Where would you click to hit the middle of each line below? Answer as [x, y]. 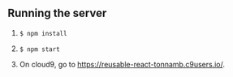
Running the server [57, 13]
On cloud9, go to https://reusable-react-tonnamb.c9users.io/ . [122, 64]
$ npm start [39, 49]
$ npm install [43, 33]
